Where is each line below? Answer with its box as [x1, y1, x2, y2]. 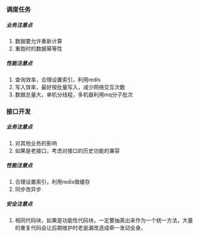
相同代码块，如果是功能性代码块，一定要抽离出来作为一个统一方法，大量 [14, 217, 193, 224]
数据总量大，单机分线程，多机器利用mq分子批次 [14, 91, 133, 98]
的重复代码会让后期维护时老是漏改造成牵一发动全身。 [14, 224, 146, 231]
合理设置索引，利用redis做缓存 [14, 178, 91, 185]
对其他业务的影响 [14, 139, 57, 147]
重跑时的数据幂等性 [14, 45, 63, 52]
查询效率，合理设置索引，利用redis [14, 76, 101, 83]
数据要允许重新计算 [14, 37, 63, 44]
